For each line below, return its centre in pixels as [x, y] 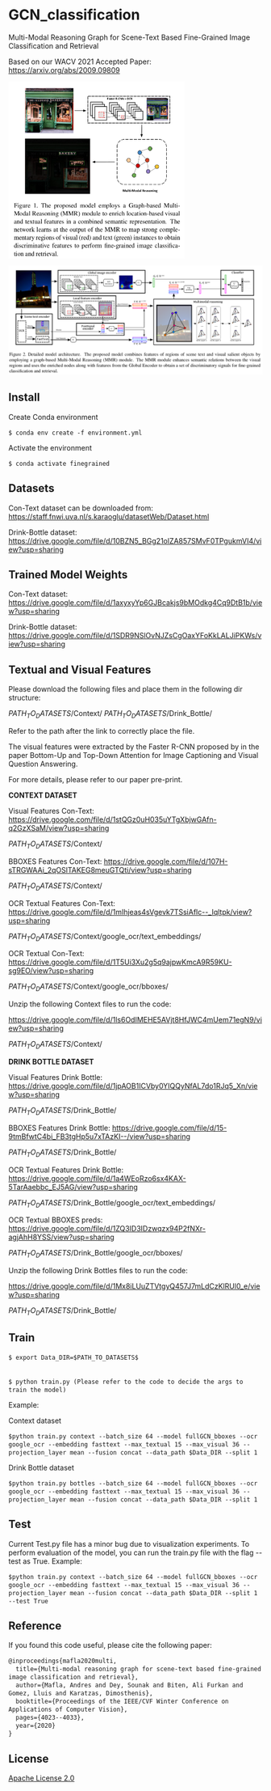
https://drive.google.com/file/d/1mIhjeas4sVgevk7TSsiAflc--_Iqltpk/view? [130, 912]
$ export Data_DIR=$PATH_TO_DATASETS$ [73, 1357]
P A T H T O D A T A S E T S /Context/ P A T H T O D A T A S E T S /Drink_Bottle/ [110, 715]
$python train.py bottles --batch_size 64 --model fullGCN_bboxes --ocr [133, 1483]
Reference [35, 1626]
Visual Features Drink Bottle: [56, 1078]
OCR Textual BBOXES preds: [56, 1220]
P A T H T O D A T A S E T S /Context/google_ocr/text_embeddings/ [105, 937]
